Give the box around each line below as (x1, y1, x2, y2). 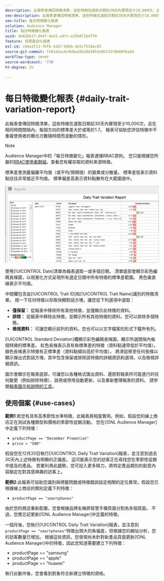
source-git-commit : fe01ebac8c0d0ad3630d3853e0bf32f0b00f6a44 (5, 49, 134, 54)
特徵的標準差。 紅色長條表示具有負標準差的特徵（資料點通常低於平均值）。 (9, 342, 158, 348)
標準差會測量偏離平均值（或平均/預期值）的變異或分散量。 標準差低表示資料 (5, 169, 158, 175)
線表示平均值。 (5, 281, 35, 287)
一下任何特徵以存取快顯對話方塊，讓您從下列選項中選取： (19, 297, 135, 303)
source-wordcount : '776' (5, 59, 56, 65)
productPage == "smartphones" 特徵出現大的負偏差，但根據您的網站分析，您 (5, 528, 156, 533)
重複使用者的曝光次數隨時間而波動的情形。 (5, 133, 91, 139)
